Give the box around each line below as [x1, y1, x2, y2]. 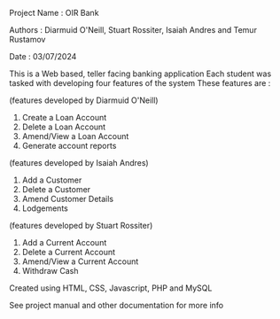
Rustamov [9, 35, 46, 44]
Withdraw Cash [21, 266, 79, 276]
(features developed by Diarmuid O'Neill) [9, 95, 159, 105]
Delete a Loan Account [21, 121, 106, 132]
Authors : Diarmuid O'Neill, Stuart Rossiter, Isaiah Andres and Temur [9, 25, 257, 35]
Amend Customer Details [21, 194, 113, 204]
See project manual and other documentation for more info [9, 300, 224, 310]
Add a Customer [21, 175, 82, 185]
